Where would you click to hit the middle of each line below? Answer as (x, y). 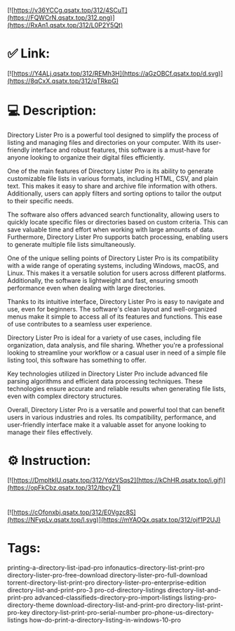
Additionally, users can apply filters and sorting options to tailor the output (114, 193)
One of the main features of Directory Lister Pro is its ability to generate (110, 171)
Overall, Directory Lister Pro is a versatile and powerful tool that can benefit (116, 409)
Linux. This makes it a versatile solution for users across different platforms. (117, 273)
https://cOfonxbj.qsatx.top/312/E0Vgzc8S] (75, 512)
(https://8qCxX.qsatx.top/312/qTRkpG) (63, 81)
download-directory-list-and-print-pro (111, 605)
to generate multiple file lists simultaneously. (72, 244)
